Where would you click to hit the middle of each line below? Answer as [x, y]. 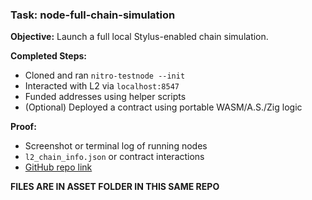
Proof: [23, 127]
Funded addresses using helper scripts [105, 97]
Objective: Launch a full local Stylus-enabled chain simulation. [139, 37]
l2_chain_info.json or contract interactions [114, 157]
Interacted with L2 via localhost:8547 [102, 86]
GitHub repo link [58, 167]
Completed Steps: [48, 56]
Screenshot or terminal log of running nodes [116, 146]
